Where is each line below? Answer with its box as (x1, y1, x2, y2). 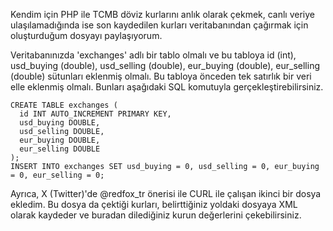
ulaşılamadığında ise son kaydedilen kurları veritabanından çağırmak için (10, 19, 309, 31)
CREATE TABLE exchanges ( (10, 100, 118, 110)
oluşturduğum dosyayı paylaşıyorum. (10, 30, 163, 41)
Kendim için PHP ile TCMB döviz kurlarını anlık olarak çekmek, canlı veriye (10, 9, 316, 20)
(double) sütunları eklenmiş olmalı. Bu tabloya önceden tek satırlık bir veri (10, 70, 312, 82)
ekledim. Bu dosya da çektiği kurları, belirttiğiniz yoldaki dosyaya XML (10, 199, 298, 210)
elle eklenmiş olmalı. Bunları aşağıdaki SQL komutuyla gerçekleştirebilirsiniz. (10, 81, 324, 93)
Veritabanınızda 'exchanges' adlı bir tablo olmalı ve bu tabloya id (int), (10, 49, 297, 61)
